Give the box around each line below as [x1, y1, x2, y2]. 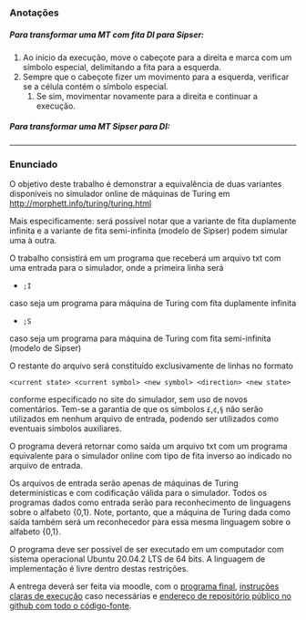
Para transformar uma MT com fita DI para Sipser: [9, 29, 205, 40]
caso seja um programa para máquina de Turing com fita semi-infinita [9, 333, 271, 344]
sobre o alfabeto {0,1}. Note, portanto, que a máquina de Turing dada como [9, 507, 291, 518]
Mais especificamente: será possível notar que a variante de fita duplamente [9, 216, 297, 227]
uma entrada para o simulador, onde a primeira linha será [9, 263, 224, 274]
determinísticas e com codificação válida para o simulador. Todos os [9, 488, 267, 499]
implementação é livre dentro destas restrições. [9, 563, 189, 574]
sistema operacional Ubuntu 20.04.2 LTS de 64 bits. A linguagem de [9, 553, 266, 564]
